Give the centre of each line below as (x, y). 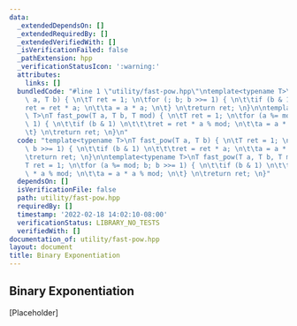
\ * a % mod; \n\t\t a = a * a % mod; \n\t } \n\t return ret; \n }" (148, 173)
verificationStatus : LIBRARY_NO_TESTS (89, 223)
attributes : (39, 75)
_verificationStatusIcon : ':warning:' (89, 67)
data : (19, 17)
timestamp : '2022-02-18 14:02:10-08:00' (92, 214)
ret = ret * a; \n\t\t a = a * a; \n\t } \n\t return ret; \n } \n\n (146, 108)
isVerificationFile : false (67, 190)
